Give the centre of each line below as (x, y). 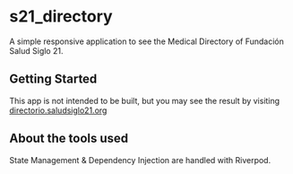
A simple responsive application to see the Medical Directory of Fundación (147, 41)
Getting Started (53, 79)
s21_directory (61, 17)
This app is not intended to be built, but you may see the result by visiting (145, 100)
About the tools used (69, 139)
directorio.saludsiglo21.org (58, 110)
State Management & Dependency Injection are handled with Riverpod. (140, 160)
